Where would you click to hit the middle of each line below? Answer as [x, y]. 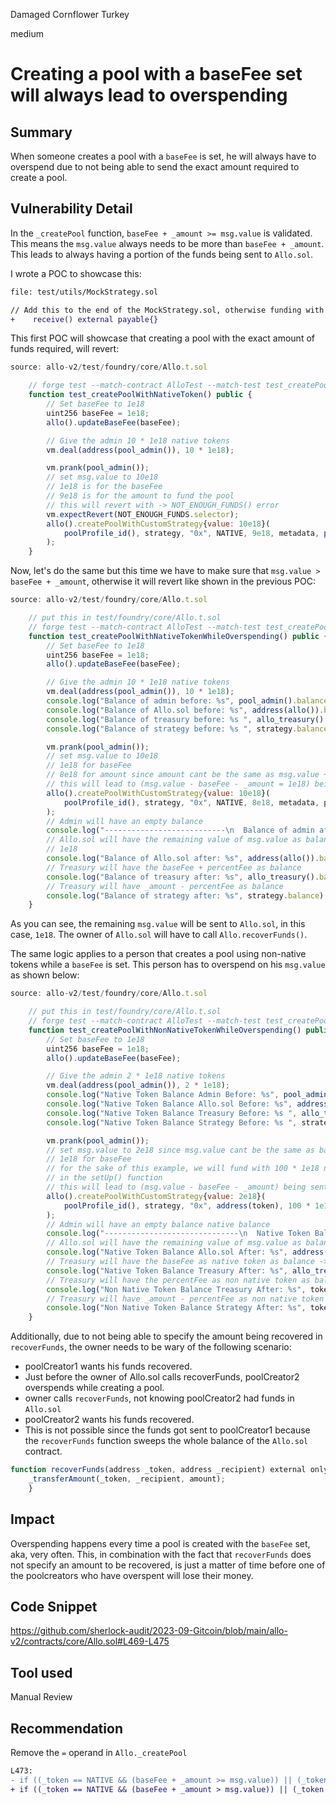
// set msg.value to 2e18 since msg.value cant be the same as [180, 1150]
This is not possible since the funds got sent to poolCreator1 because [167, 1430]
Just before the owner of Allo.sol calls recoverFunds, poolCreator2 [162, 1377]
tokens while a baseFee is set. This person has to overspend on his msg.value [168, 965]
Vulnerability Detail [71, 209]
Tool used [41, 1672]
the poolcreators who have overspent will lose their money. [132, 1575]
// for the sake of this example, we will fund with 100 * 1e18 [183, 1169]
